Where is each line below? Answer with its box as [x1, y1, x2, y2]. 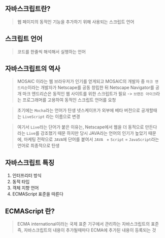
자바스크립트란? [5, 4, 51, 13]
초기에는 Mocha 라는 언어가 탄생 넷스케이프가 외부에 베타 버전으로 [17, 108, 140, 114]
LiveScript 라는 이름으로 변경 [22, 114, 80, 119]
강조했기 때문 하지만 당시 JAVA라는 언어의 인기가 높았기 [40, 130, 147, 136]
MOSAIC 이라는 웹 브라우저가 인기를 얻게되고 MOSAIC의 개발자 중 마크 [17, 79, 153, 84]
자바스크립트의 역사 [5, 65, 61, 73]
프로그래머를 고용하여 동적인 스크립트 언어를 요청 [22, 97, 116, 103]
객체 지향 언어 [12, 185, 39, 191]
